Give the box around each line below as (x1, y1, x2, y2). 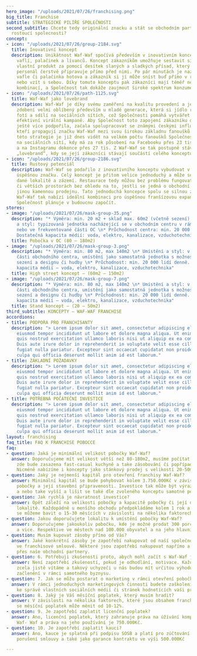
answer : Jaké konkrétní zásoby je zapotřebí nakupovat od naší (11, 537, 169, 543)
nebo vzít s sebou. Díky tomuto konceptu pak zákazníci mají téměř (16, 80, 185, 86)
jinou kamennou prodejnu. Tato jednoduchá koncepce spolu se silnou (16, 188, 188, 194)
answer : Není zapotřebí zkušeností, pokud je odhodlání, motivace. (11, 560, 180, 566)
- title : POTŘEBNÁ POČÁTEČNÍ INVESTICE (6, 396, 104, 402)
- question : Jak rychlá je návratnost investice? (6, 494, 130, 500)
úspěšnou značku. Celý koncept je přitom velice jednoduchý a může (16, 173, 185, 178)
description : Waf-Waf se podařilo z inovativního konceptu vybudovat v (11, 167, 191, 173)
